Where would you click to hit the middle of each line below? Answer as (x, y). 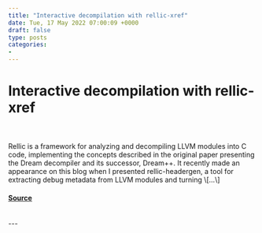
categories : (28, 45)
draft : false (30, 30)
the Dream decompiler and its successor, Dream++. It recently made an (124, 163)
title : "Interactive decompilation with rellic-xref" (98, 15)
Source (20, 198)
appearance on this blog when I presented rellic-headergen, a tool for (121, 171)
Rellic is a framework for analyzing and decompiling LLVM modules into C (127, 146)
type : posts (28, 37)
